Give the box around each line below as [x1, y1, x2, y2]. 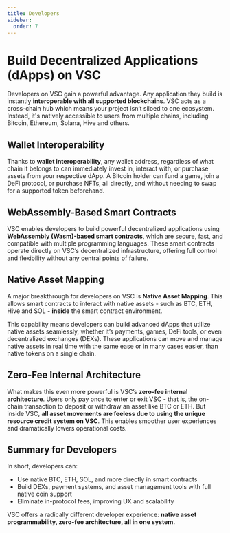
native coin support [16, 490, 72, 499]
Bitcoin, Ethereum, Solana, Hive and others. [7, 119, 130, 127]
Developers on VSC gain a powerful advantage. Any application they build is [7, 90, 223, 98]
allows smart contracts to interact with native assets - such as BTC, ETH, [7, 299, 213, 307]
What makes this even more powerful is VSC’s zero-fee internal [7, 387, 188, 395]
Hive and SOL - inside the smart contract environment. [7, 307, 163, 315]
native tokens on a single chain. [7, 349, 97, 358]
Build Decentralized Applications [7, 52, 198, 68]
